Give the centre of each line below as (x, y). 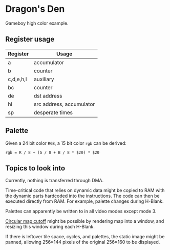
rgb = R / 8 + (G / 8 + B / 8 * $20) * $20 (52, 152)
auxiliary (44, 79)
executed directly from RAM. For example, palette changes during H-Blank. (84, 201)
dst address (48, 95)
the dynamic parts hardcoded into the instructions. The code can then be (82, 196)
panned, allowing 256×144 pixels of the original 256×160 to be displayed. (83, 242)
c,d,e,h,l (17, 79)
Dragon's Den (35, 9)
